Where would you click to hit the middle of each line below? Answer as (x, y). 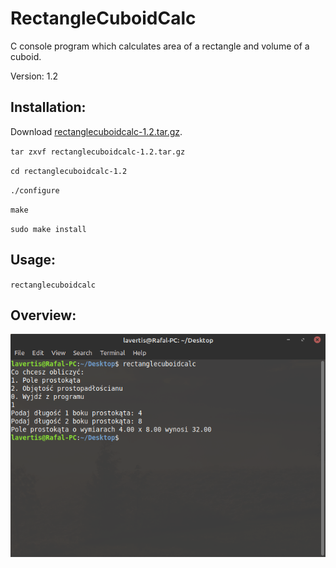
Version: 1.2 (34, 76)
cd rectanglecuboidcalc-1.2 (69, 171)
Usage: (33, 260)
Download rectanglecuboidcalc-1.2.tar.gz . (96, 131)
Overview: (43, 315)
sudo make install (48, 229)
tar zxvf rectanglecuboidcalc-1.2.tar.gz (98, 152)
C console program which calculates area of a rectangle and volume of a (160, 46)
